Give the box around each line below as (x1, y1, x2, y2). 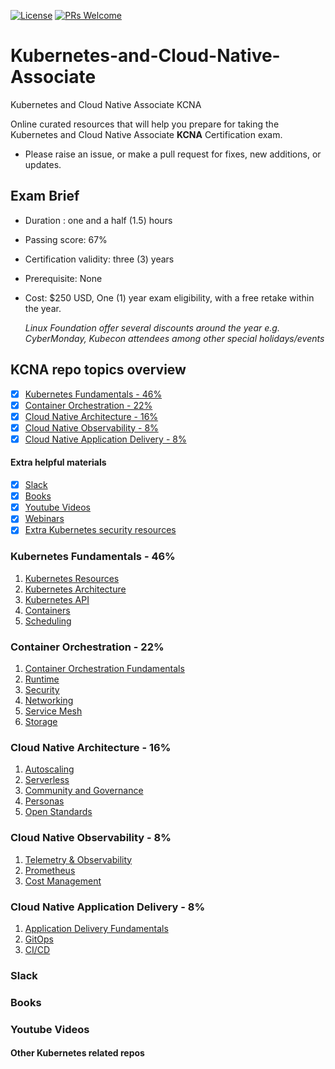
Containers (24, 604, 71, 616)
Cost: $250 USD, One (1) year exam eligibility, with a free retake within (24, 291, 315, 304)
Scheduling (24, 615, 72, 627)
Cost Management (24, 875, 102, 887)
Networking (24, 694, 74, 706)
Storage (24, 715, 58, 727)
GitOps (24, 933, 54, 945)
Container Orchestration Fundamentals (24, 662, 185, 674)
